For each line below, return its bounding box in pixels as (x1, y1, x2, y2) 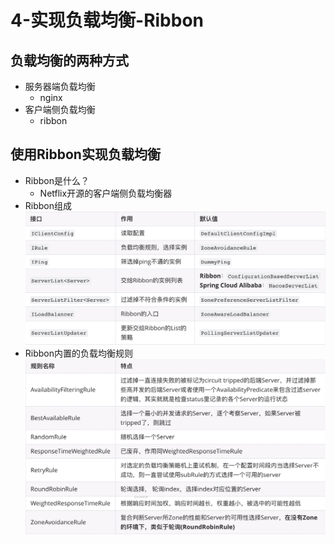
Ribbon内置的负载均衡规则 (24, 347, 134, 360)
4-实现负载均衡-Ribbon (10, 9, 205, 32)
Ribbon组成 (24, 199, 73, 211)
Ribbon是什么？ (24, 174, 90, 186)
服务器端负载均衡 (24, 81, 96, 92)
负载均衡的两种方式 (10, 52, 129, 69)
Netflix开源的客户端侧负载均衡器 (39, 187, 173, 199)
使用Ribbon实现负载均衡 (10, 146, 161, 163)
